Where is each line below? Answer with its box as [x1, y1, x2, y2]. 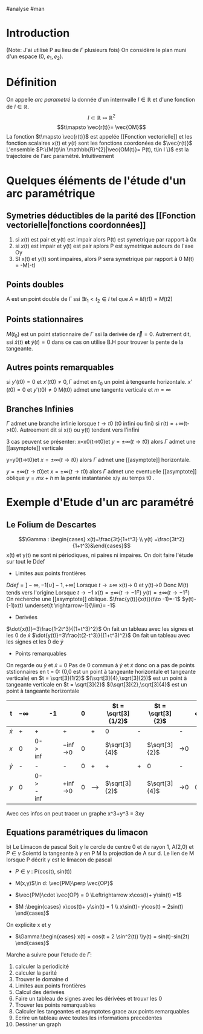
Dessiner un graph [14, 1021, 62, 1028]
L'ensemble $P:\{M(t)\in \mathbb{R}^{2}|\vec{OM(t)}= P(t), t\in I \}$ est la [6, 146, 189, 153]
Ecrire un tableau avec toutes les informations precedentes [14, 1014, 163, 1022]
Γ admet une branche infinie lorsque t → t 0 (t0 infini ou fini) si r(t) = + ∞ [6, 420, 184, 427]
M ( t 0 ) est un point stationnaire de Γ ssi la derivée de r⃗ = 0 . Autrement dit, [6, 330, 192, 339]
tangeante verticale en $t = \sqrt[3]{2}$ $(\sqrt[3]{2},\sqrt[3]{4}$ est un [6, 680, 187, 688]
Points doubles [6, 279, 64, 289]
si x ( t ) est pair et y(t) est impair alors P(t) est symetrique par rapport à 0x [14, 236, 197, 243]
